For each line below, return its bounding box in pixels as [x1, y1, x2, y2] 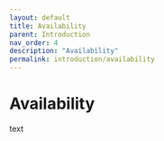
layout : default [9, 13, 70, 22]
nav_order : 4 [9, 38, 59, 48]
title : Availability [9, 22, 87, 31]
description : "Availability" [9, 47, 119, 56]
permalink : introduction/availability [9, 55, 155, 64]
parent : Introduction [9, 30, 91, 39]
